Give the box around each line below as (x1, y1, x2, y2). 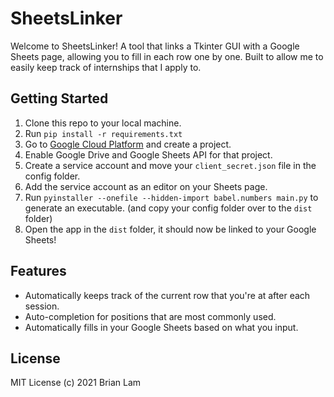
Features (10, 263, 67, 280)
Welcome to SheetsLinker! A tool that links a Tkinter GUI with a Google (10, 40, 300, 52)
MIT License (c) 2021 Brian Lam (10, 377, 142, 389)
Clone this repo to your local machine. (24, 117, 182, 129)
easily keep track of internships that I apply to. (10, 61, 202, 73)
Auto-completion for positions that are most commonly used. (24, 310, 277, 322)
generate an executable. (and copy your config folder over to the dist (24, 202, 313, 214)
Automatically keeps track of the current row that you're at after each (24, 289, 311, 301)
